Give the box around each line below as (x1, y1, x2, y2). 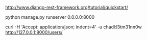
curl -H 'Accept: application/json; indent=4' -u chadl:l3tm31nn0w (5, 24, 142, 30)
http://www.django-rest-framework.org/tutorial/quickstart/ (5, 5, 129, 10)
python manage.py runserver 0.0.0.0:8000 (5, 14, 95, 20)
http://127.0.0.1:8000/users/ (5, 29, 63, 35)
